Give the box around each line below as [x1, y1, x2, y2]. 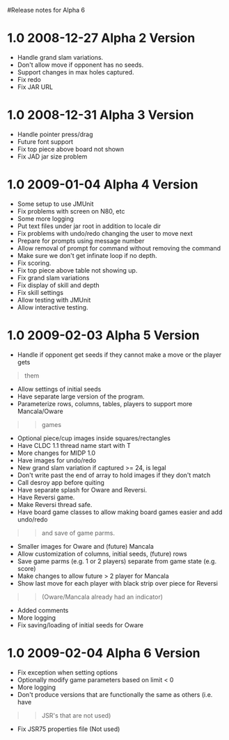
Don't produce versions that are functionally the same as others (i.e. [17, 690, 213, 698]
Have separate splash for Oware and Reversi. [17, 485, 148, 494]
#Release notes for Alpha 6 [7, 6, 86, 14]
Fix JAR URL [17, 83, 54, 91]
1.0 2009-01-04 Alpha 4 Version [7, 177, 198, 193]
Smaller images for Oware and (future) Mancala [17, 542, 155, 550]
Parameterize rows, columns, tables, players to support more [17, 399, 193, 408]
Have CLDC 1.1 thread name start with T [17, 441, 131, 449]
